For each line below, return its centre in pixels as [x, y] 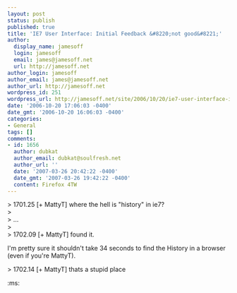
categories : [25, 119]
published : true [31, 27]
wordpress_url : [30, 100]
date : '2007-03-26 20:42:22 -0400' [66, 171]
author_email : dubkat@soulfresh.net [67, 159]
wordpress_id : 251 [34, 92]
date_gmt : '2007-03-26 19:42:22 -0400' [72, 178]
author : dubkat [36, 152]
